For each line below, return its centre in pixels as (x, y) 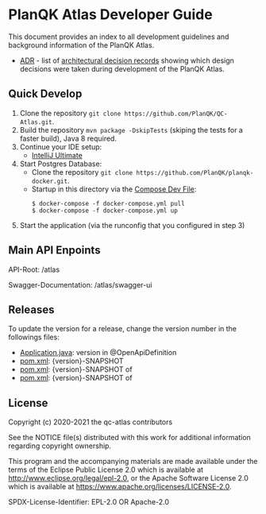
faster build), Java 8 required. (68, 138)
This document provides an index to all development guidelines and (119, 37)
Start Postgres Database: (61, 164)
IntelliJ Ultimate (57, 155)
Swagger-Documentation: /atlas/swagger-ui (80, 284)
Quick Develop (45, 94)
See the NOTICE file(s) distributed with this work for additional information (130, 438)
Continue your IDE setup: (61, 147)
